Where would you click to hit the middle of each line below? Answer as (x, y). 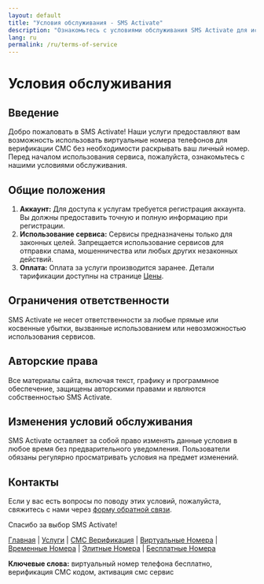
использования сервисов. (52, 337)
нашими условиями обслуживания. (68, 166)
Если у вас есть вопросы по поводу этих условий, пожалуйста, (115, 501)
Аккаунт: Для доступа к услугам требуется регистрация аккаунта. (132, 209)
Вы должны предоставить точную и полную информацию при (123, 217)
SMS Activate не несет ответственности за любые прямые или (113, 319)
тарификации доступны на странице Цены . (92, 276)
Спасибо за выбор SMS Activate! (63, 525)
